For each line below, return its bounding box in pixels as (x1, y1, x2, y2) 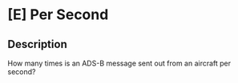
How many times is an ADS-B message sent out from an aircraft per (7, 58, 232, 68)
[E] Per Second (7, 6, 109, 24)
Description (7, 38, 67, 51)
